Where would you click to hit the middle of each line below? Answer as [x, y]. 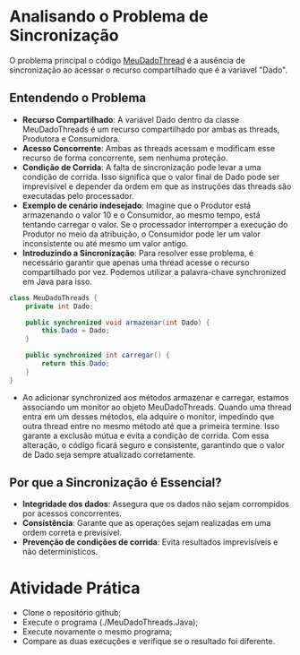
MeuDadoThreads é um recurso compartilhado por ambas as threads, [151, 129]
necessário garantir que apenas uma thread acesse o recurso [136, 263]
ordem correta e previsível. [72, 533]
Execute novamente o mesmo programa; [97, 632]
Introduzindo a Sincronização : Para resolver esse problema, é [138, 253]
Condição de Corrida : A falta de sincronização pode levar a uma [141, 167]
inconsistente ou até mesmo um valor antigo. [105, 243]
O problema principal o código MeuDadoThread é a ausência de [128, 60]
